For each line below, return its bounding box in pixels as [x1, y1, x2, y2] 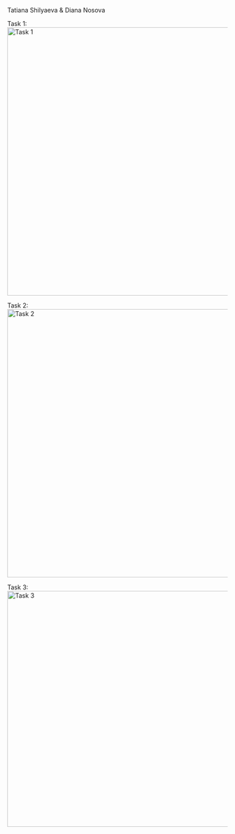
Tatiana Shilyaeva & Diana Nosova [7, 6, 106, 14]
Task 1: [7, 20, 27, 27]
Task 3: [7, 583, 29, 591]
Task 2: [7, 301, 29, 310]
